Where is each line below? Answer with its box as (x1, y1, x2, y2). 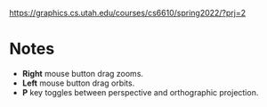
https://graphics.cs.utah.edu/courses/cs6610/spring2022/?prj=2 (9, 8, 247, 18)
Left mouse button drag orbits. (21, 78, 135, 88)
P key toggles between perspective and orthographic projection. (21, 86, 259, 97)
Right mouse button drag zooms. (21, 68, 144, 78)
